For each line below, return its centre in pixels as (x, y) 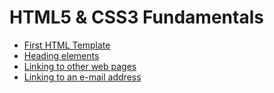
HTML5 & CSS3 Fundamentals (136, 17)
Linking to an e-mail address (82, 77)
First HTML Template (67, 45)
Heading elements (61, 55)
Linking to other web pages (80, 66)
